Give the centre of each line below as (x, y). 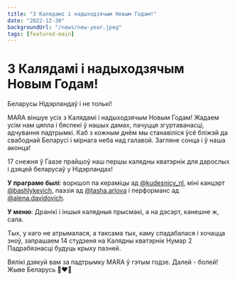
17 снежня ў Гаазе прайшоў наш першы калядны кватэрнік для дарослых (118, 161)
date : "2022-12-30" (36, 21)
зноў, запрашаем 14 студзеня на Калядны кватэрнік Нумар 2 (100, 241)
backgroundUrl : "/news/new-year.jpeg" (65, 27)
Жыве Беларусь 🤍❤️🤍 (40, 270)
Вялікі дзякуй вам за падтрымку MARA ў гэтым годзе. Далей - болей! (113, 262)
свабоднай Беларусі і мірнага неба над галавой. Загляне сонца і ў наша (116, 140)
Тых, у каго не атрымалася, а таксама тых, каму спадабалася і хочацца (116, 233)
